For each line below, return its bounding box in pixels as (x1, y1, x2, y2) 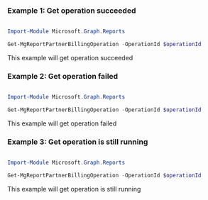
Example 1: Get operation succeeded (7, 6, 136, 16)
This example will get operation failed (7, 119, 117, 128)
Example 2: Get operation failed (7, 71, 119, 81)
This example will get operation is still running (7, 185, 141, 194)
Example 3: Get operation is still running (7, 137, 148, 147)
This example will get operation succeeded (7, 54, 133, 62)
